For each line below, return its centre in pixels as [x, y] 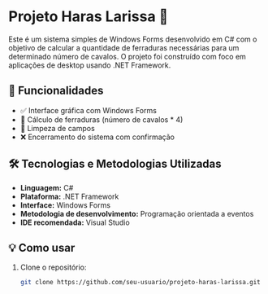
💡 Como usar [42, 248]
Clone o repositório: [53, 267]
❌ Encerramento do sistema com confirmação [97, 137]
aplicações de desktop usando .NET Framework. [90, 65]
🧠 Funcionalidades [56, 91]
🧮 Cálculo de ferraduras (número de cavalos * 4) [102, 119]
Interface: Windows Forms [65, 205]
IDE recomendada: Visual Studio [75, 222]
